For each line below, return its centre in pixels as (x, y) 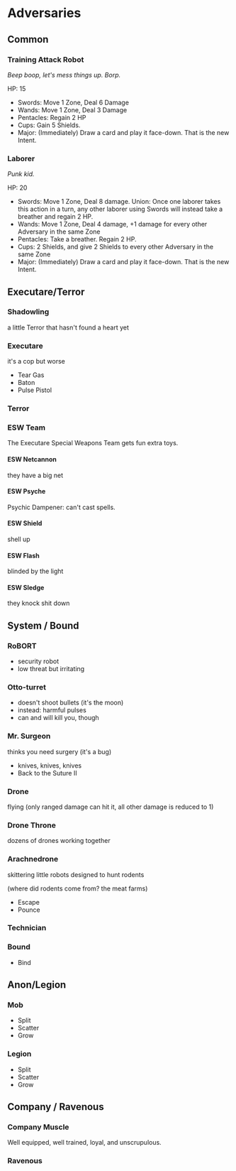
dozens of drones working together (59, 841)
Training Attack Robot (46, 60)
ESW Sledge (26, 587)
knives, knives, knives (50, 766)
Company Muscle (38, 1127)
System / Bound (43, 625)
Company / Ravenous (56, 1107)
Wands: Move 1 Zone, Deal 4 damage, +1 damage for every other (112, 224)
